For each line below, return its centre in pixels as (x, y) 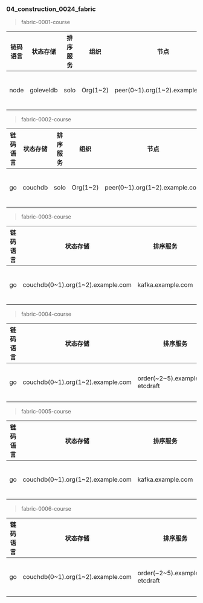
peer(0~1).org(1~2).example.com (153, 188)
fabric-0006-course (46, 509)
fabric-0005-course (46, 412)
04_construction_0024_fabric (51, 9)
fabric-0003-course (46, 217)
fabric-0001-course (46, 22)
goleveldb (44, 91)
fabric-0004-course (46, 314)
